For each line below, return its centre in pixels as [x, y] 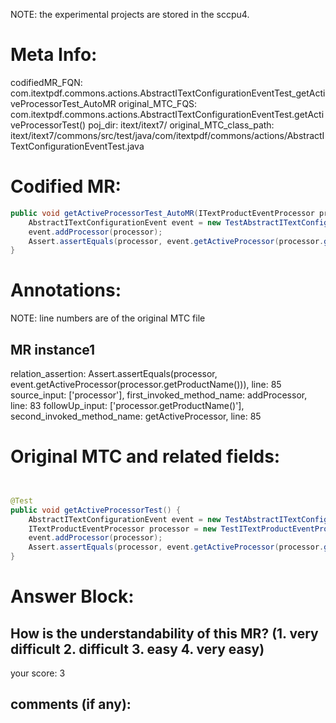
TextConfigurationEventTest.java [77, 146]
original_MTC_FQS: [158, 103]
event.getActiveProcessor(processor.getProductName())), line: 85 [146, 384]
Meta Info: [54, 55]
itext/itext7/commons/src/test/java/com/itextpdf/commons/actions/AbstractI [167, 135]
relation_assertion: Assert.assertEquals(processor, [114, 373]
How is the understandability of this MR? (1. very [164, 633]
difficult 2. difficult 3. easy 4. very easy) [137, 649]
